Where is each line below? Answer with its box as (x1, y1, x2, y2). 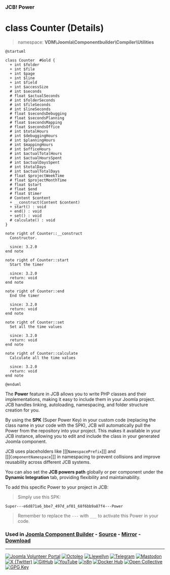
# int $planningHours (10, 138, 56, 143)
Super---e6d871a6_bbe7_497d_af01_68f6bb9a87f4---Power (5, 503, 123, 509)
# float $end (10, 186, 37, 191)
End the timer (10, 293, 39, 298)
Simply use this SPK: (17, 494, 61, 500)
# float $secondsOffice (10, 124, 60, 129)
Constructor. (10, 235, 37, 241)
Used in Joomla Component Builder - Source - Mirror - (5, 530, 141, 537)
